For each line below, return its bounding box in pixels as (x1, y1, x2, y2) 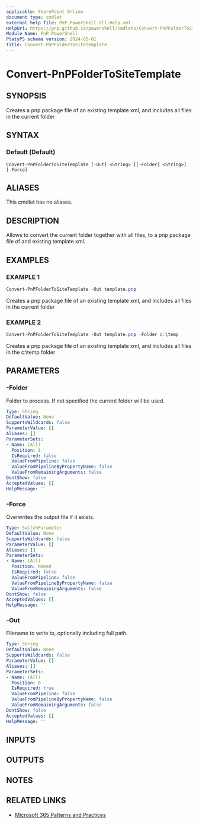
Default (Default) (6, 148, 56, 156)
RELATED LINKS (6, 796, 66, 806)
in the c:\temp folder (6, 348, 56, 356)
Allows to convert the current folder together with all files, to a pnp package (6, 232, 191, 239)
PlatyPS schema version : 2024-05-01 (6, 36, 97, 42)
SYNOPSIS (6, 91, 47, 101)
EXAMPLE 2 (6, 318, 41, 327)
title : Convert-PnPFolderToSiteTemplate (6, 42, 108, 48)
